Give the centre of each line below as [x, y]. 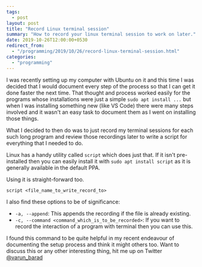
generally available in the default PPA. [54, 168]
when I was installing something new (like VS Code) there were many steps [100, 105]
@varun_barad [25, 257]
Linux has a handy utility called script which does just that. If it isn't [91, 154]
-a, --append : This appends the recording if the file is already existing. [103, 213]
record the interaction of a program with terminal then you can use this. [104, 226]
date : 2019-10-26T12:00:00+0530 [47, 40]
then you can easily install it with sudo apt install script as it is [110, 161]
